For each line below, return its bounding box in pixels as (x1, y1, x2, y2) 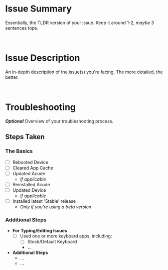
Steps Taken (5, 132, 45, 141)
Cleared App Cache (12, 165, 54, 171)
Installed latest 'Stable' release (12, 198, 76, 204)
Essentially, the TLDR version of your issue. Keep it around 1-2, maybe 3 (5, 20, 154, 26)
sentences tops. (5, 25, 39, 31)
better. (5, 74, 19, 80)
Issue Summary (5, 3, 72, 15)
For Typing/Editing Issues (12, 228, 68, 234)
